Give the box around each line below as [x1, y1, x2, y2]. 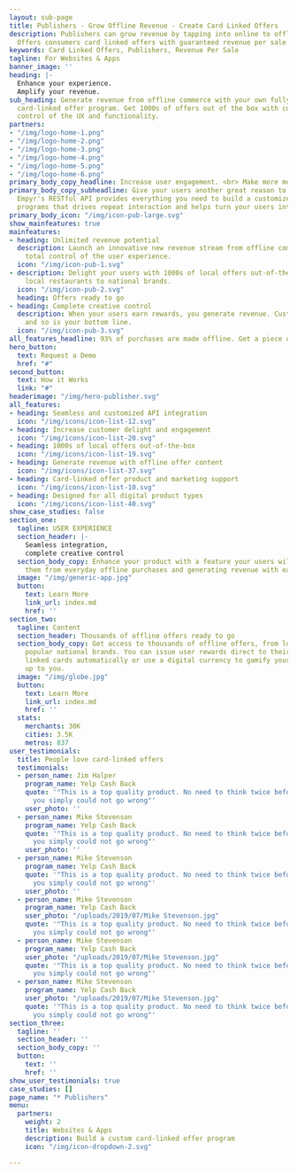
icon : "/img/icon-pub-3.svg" [17, 326, 125, 335]
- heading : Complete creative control [9, 301, 152, 310]
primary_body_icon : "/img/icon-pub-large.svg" [9, 210, 184, 220]
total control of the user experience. [25, 252, 172, 262]
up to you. [25, 664, 65, 673]
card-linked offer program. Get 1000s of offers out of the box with [17, 104, 278, 113]
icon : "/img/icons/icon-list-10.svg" [17, 482, 156, 492]
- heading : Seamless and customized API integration [9, 409, 208, 418]
